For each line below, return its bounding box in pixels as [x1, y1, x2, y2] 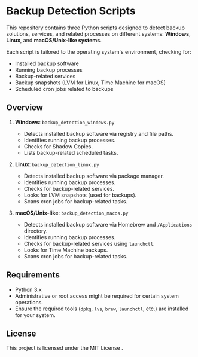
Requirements [6, 270, 60, 280]
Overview [6, 103, 44, 113]
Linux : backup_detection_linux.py [14, 160, 100, 168]
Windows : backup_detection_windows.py [14, 118, 115, 126]
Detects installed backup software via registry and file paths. [23, 130, 174, 137]
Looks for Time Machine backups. [23, 246, 108, 254]
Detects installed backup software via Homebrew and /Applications [23, 221, 193, 228]
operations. [14, 298, 44, 306]
